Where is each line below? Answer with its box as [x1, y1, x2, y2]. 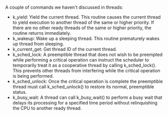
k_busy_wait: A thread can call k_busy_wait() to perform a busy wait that [12, 94, 162, 100]
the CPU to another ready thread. [12, 105, 82, 111]
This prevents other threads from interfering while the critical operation [12, 68, 160, 74]
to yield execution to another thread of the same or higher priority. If [12, 20, 154, 25]
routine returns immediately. [12, 30, 72, 36]
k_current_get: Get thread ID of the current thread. [12, 46, 117, 52]
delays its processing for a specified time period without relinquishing [12, 100, 158, 105]
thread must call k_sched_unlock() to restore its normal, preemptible [12, 84, 154, 90]
